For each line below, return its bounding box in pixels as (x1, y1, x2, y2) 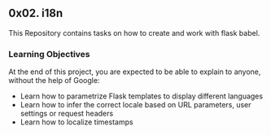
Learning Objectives (8, 48, 91, 59)
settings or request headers (20, 109, 114, 119)
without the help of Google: (8, 76, 100, 85)
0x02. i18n (8, 7, 63, 20)
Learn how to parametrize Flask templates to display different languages (20, 91, 263, 101)
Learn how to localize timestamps (20, 117, 133, 127)
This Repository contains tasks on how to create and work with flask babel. (8, 28, 260, 37)
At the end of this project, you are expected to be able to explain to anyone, (8, 67, 261, 76)
